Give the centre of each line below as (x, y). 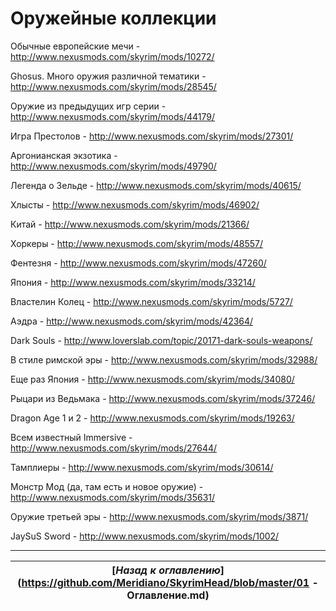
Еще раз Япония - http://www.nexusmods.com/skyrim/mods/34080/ (152, 379)
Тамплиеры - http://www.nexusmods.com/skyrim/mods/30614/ (142, 467)
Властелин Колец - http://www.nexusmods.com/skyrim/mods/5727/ (151, 301)
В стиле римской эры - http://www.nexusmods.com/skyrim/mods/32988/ (164, 359)
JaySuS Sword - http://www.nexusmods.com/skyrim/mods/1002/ (145, 536)
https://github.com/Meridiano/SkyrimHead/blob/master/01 (165, 582)
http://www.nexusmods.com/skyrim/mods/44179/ (113, 116)
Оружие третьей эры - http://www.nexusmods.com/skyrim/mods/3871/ (159, 516)
